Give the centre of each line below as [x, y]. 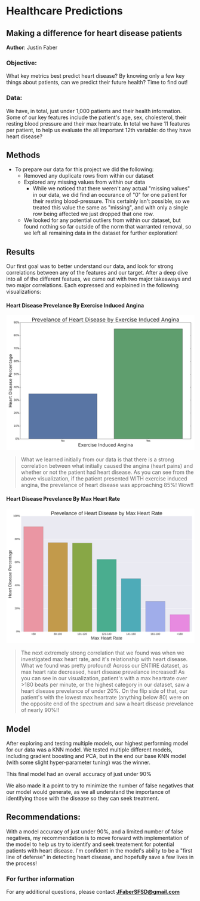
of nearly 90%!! [40, 710]
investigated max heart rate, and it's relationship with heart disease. [104, 659]
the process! [21, 863]
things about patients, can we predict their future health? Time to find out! [97, 83]
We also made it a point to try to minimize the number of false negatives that [100, 786]
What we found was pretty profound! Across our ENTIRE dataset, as [104, 666]
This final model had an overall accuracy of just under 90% [79, 774]
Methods [23, 155]
